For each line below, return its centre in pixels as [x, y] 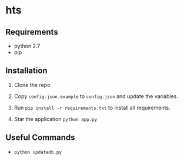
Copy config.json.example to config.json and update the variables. [96, 96]
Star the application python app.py [56, 119]
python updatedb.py [38, 152]
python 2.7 [27, 46]
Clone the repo [32, 85]
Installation [26, 71]
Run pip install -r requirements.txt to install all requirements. [92, 108]
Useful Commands [40, 138]
